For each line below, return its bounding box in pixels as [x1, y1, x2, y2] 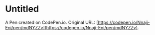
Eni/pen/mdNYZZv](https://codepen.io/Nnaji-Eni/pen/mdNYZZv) [5, 24, 138, 30]
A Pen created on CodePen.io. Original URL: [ [5, 19, 98, 25]
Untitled [5, 3, 39, 15]
